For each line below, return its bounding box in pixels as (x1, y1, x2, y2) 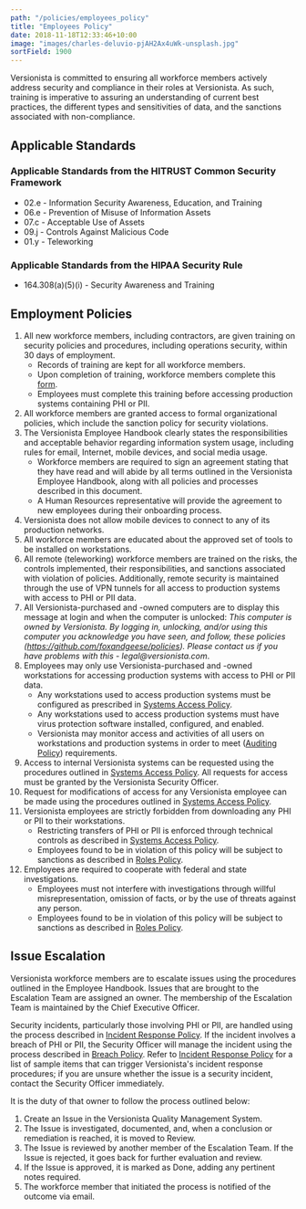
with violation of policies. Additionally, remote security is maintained (23, 573, 279, 583)
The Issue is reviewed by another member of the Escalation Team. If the (23, 1142, 294, 1153)
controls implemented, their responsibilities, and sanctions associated (23, 562, 286, 573)
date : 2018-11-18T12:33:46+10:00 (10, 30, 138, 39)
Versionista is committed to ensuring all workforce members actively (10, 72, 268, 83)
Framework (10, 176, 62, 189)
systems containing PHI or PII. (36, 398, 150, 409)
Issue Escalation (10, 949, 106, 964)
